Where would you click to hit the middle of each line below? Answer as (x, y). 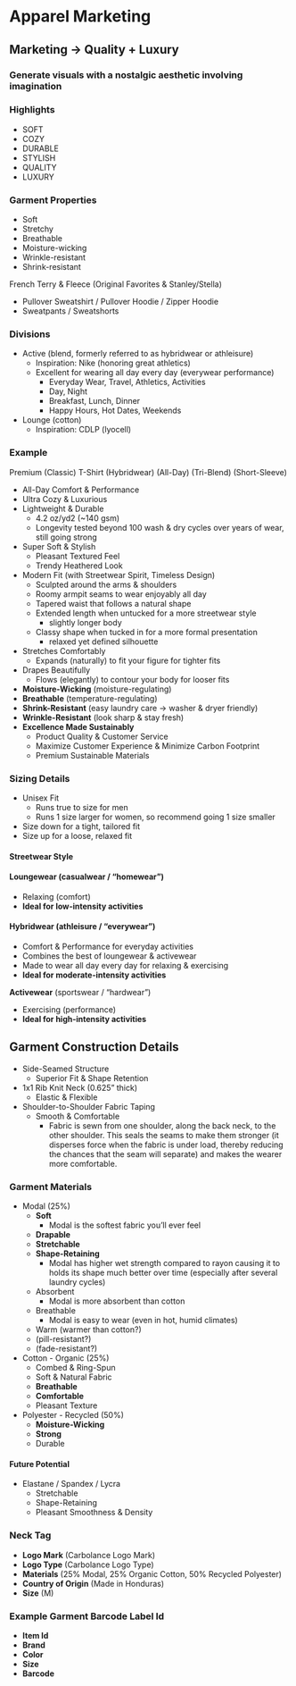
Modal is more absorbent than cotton (117, 1301)
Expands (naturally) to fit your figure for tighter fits (128, 660)
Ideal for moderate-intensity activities (94, 975)
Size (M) (38, 1593)
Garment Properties (53, 200)
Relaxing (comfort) (56, 896)
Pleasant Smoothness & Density (94, 1513)
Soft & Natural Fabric (74, 1377)
